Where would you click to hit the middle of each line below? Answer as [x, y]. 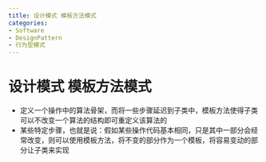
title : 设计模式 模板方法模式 [53, 15]
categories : [28, 23]
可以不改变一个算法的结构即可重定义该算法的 [93, 121]
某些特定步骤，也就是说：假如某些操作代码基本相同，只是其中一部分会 [135, 130]
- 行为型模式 [27, 45]
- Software [26, 30]
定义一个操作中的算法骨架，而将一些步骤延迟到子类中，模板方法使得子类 [139, 110]
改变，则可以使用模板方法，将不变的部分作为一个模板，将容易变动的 [139, 141]
